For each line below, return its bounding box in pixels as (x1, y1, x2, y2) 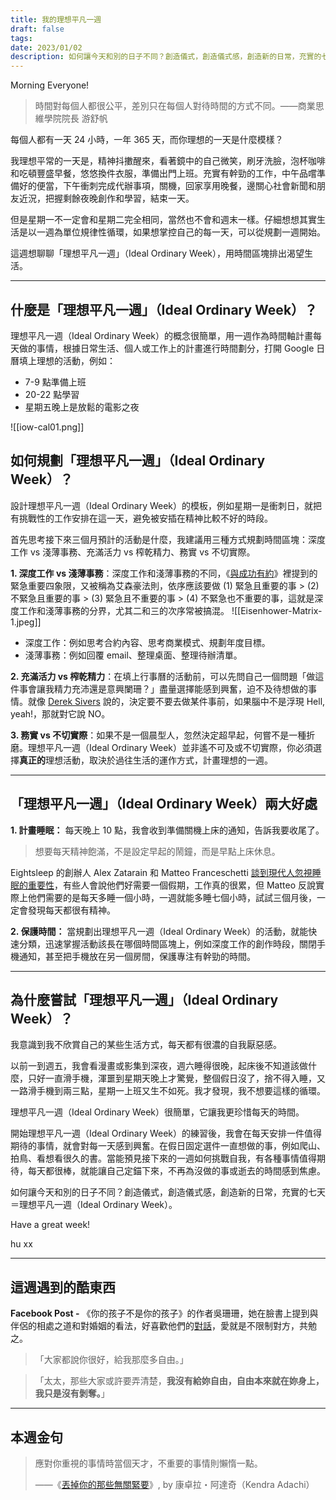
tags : (10, 33, 33, 43)
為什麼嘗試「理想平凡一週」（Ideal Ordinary (10, 991, 279, 1008)
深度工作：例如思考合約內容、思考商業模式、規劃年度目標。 (24, 636, 271, 648)
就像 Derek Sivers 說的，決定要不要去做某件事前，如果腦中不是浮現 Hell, (27, 695, 326, 707)
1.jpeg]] (10, 616, 42, 628)
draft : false (10, 24, 65, 34)
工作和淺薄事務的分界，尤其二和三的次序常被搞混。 (18, 604, 230, 616)
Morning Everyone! (10, 79, 90, 91)
